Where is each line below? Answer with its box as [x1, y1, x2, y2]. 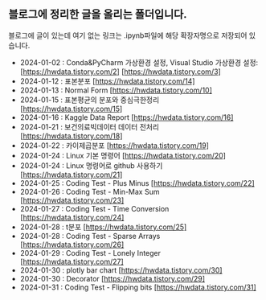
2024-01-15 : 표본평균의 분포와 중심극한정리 [19, 95, 160, 105]
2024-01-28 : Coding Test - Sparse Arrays [19, 231, 161, 240]
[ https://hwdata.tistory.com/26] [19, 240, 125, 249]
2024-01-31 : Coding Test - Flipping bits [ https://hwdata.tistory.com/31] [19, 282, 257, 292]
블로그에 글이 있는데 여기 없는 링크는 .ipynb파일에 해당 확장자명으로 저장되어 [8, 31, 248, 40]
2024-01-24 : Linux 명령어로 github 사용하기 [19, 160, 163, 171]
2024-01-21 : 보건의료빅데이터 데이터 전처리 [19, 121, 159, 131]
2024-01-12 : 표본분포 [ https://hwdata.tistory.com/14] [19, 76, 195, 86]
